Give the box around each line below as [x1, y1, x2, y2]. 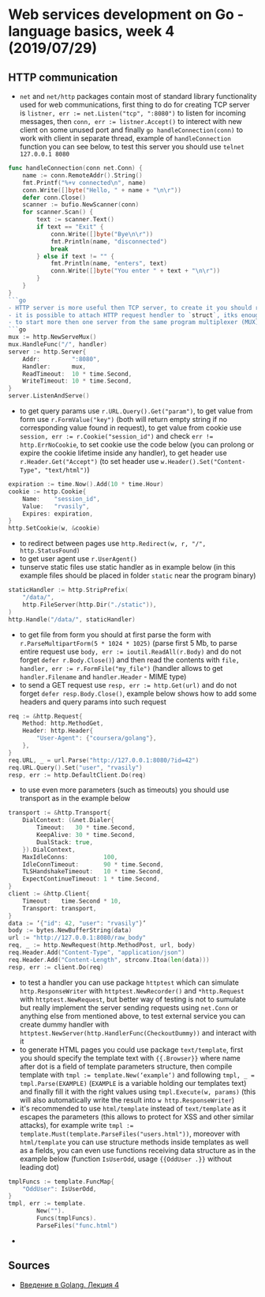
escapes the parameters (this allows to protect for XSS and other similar [19, 1112, 254, 1122]
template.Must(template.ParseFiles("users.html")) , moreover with [19, 1129, 241, 1138]
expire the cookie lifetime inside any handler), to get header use [19, 448, 227, 458]
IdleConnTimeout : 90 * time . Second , [22, 860, 164, 869]
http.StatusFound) [19, 547, 80, 555]
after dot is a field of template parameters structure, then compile [19, 1061, 233, 1071]
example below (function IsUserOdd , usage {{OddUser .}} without [19, 1154, 233, 1163]
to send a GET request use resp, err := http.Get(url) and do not [19, 680, 237, 689]
